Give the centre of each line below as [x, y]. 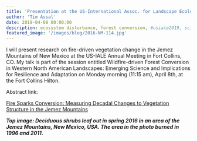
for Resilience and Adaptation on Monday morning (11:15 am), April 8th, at [95, 75]
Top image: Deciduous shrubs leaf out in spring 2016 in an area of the [93, 121]
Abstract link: [22, 92]
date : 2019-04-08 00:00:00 [39, 22]
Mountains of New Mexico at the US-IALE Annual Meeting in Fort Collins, [94, 56]
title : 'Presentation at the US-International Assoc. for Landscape [91, 11]
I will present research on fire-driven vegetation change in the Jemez [89, 50]
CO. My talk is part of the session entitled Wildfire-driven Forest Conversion [98, 62]
